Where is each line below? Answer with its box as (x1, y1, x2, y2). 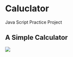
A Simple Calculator (5, 33, 68, 42)
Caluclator (5, 3, 49, 14)
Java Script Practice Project (5, 19, 62, 25)
